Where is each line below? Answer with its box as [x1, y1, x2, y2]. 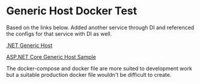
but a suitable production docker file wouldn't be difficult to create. [6, 71, 172, 78]
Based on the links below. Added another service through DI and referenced [6, 24, 195, 31]
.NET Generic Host [6, 42, 53, 49]
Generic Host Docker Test [6, 4, 137, 18]
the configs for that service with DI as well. [6, 30, 112, 37]
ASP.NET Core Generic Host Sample [6, 53, 96, 60]
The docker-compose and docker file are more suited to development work [6, 64, 192, 72]
